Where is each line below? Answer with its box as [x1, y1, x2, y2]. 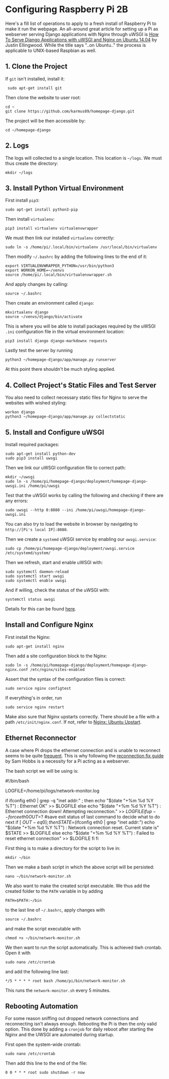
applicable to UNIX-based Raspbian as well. [5, 47, 97, 53]
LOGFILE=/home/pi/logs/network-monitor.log [5, 788, 100, 794]
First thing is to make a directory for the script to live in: [5, 845, 120, 851]
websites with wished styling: [5, 400, 67, 406]
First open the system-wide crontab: [5, 1041, 81, 1047]
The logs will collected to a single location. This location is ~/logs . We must [5, 155, 162, 161]
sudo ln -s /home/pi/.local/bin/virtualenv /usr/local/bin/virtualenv [5, 245, 157, 250]
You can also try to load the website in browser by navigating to [5, 521, 138, 527]
